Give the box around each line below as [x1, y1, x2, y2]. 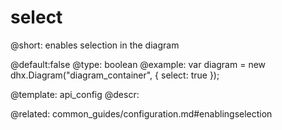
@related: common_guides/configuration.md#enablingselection [10, 107, 273, 120]
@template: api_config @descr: [10, 88, 140, 100]
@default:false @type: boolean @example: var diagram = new [10, 58, 267, 70]
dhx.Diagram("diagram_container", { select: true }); [10, 69, 220, 81]
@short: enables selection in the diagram [10, 39, 180, 51]
